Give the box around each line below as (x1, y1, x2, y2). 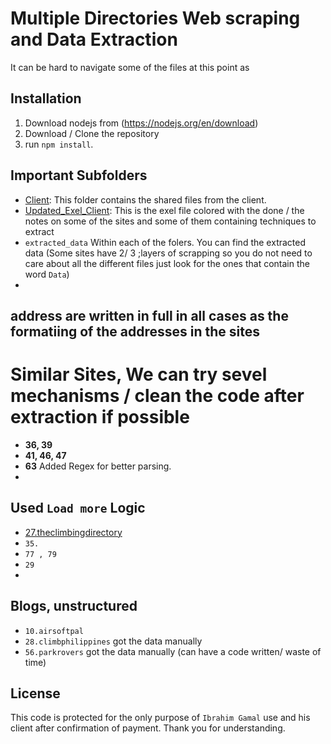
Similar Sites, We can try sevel (10, 363, 268, 386)
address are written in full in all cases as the (10, 307, 289, 324)
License (10, 685, 61, 702)
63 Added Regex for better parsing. (24, 460, 172, 472)
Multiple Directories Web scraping (10, 7, 301, 30)
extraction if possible (10, 406, 190, 429)
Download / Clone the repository (24, 127, 160, 139)
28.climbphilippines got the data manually (24, 635, 203, 647)
